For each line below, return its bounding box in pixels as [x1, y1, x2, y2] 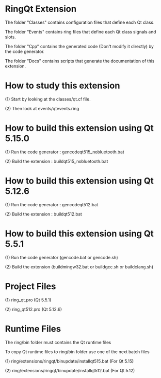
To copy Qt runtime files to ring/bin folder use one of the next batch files [5, 348, 150, 355]
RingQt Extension [5, 3, 77, 15]
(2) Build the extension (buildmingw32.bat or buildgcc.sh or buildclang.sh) [5, 263, 154, 270]
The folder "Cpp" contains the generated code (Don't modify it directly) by [5, 43, 154, 49]
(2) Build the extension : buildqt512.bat [5, 211, 82, 217]
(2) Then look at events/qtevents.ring [5, 105, 79, 111]
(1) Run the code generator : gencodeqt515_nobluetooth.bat [5, 149, 125, 155]
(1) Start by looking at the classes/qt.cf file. [5, 96, 91, 102]
